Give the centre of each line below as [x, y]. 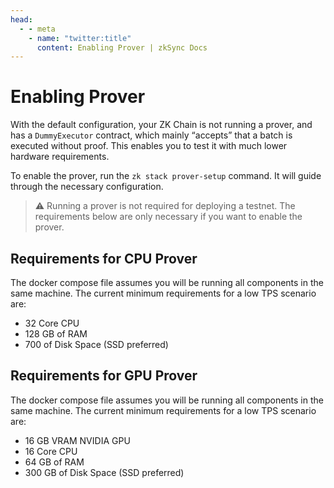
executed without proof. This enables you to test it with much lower [149, 146]
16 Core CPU [51, 451]
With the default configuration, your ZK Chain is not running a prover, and [161, 125]
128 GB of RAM [56, 334]
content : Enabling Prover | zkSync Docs [122, 47]
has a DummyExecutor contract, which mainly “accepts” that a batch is [151, 135]
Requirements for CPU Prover [104, 258]
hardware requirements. [60, 157]
